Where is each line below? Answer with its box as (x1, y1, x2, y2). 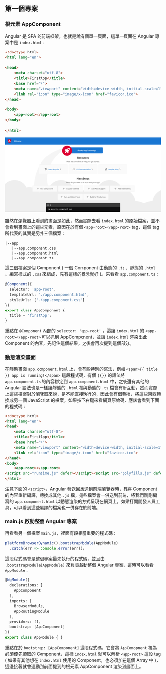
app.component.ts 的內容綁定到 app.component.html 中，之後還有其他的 (5, 378, 149, 384)
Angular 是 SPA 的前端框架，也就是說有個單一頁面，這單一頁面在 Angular (5, 33, 154, 39)
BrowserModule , (14, 604, 45, 609)
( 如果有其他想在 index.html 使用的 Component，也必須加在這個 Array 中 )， (5, 657, 161, 663)
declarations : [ (9, 582, 43, 588)
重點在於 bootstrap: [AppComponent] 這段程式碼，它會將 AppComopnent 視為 (5, 644, 157, 650)
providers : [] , (9, 620, 41, 624)
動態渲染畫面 (5, 354, 36, 361)
